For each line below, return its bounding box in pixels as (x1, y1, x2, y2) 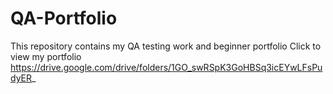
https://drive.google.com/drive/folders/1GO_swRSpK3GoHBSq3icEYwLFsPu (10, 61, 323, 73)
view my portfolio (10, 50, 82, 62)
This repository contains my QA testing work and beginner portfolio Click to (10, 40, 322, 52)
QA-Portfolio (10, 7, 118, 30)
